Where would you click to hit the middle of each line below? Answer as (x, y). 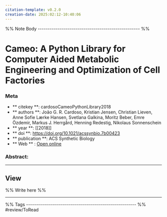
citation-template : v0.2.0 (33, 10)
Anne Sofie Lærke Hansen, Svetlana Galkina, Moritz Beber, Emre (79, 117)
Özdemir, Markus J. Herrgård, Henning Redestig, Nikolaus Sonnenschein (87, 122)
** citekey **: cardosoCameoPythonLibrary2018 (62, 107)
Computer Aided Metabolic (62, 59)
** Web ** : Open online (37, 144)
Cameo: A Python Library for (65, 49)
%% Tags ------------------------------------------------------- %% (76, 205)
